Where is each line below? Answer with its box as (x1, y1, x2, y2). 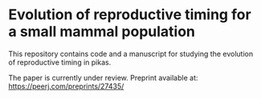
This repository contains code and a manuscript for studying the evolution (8, 49, 254, 58)
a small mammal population (8, 22, 195, 41)
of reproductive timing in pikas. (8, 57, 112, 67)
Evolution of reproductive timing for (8, 6, 251, 24)
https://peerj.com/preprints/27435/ (8, 81, 124, 91)
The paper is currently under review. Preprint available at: (8, 73, 198, 82)
